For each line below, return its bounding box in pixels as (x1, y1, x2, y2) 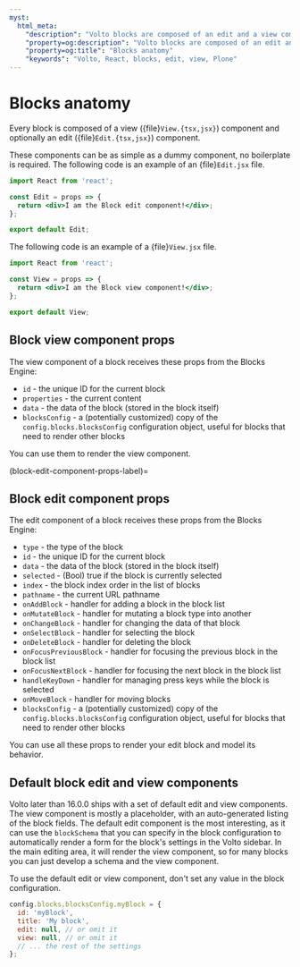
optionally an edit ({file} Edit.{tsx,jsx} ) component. (9, 131, 201, 143)
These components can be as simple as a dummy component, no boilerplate (9, 149, 291, 160)
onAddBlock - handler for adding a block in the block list (21, 598, 226, 609)
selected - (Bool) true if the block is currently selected (21, 570, 222, 581)
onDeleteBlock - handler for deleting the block (21, 637, 192, 648)
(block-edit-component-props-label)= (9, 465, 149, 476)
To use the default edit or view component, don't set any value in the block (9, 873, 285, 884)
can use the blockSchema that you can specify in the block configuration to (9, 827, 281, 838)
